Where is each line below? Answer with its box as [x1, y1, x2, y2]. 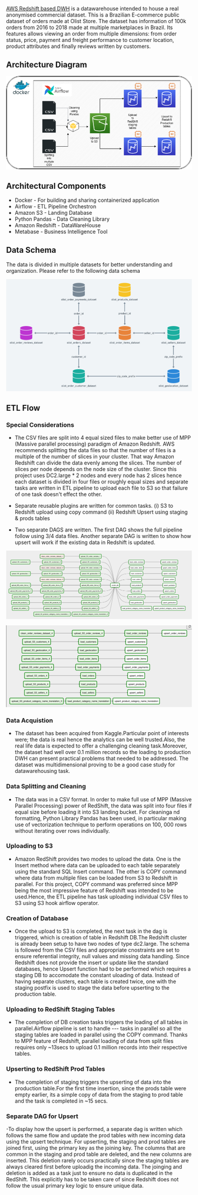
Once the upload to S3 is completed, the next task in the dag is [14, 927, 168, 935]
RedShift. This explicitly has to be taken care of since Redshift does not [6, 1176, 179, 1183]
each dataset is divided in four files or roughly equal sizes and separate [14, 478, 189, 485]
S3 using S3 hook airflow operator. [14, 899, 99, 906]
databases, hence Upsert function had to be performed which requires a [14, 965, 191, 972]
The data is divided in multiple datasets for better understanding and [6, 260, 173, 268]
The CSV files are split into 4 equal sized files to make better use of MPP [14, 434, 192, 441]
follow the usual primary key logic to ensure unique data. [6, 1182, 144, 1189]
